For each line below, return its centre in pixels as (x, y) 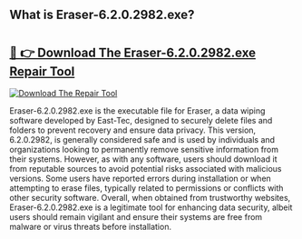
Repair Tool (42, 71)
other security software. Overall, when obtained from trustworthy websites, (150, 198)
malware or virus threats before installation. (91, 227)
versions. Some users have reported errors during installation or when (141, 178)
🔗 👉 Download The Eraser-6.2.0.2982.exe (133, 52)
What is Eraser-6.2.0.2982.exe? (102, 15)
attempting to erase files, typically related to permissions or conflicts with (146, 188)
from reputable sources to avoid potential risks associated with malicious (146, 169)
